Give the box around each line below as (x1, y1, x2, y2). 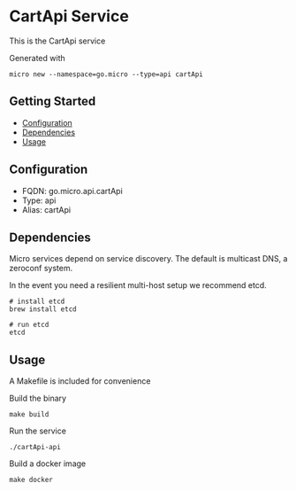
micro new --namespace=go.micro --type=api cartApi (9, 69, 203, 79)
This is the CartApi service (9, 35, 106, 46)
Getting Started (9, 94, 96, 109)
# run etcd (9, 321, 49, 330)
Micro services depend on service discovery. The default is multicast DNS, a (9, 253, 288, 264)
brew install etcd (9, 305, 77, 314)
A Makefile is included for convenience (9, 376, 151, 386)
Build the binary (9, 393, 67, 404)
